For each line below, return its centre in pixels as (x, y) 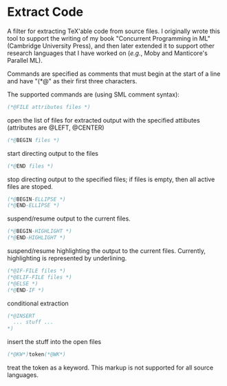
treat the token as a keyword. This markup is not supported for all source (110, 368)
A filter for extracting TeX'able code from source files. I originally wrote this (113, 31)
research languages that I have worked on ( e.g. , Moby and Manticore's (107, 53)
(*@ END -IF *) (26, 290)
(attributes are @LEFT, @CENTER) (56, 128)
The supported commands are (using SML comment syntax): (94, 94)
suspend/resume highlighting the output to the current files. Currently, (107, 251)
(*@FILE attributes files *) (49, 107)
